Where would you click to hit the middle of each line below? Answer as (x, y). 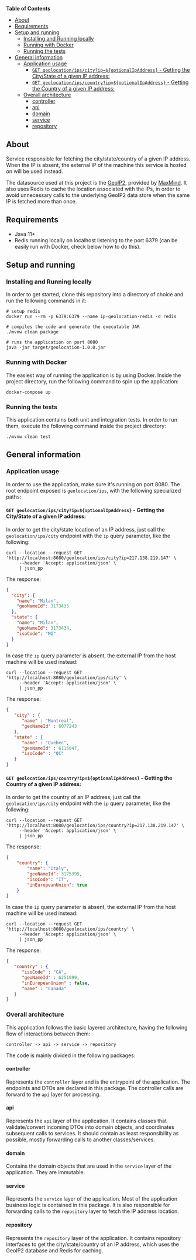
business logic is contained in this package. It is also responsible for (88, 1205)
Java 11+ (25, 234)
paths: (14, 497)
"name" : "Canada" (44, 988)
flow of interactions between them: (48, 1034)
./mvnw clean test (28, 437)
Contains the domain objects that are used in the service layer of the (89, 1166)
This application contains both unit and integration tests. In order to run (92, 419)
